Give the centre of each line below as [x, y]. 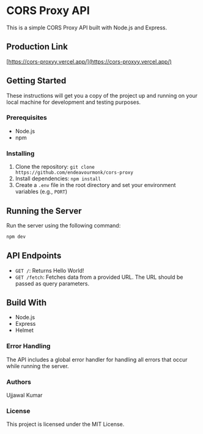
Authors [19, 381]
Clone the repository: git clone [55, 167]
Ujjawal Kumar [24, 395]
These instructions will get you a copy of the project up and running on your [102, 95]
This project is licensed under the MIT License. [65, 424]
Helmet [24, 330]
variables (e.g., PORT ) [41, 192]
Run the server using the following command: [64, 225]
